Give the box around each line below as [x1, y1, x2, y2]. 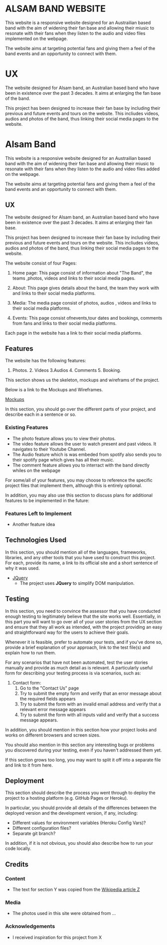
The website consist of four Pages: [5, 260, 77, 266]
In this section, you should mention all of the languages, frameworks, [5, 549, 147, 555]
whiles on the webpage [12, 467, 61, 474]
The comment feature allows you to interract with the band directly [12, 462, 150, 468]
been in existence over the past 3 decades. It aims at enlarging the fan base [5, 90, 161, 96]
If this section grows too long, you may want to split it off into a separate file [5, 757, 161, 763]
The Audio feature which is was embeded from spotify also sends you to [12, 451, 162, 457]
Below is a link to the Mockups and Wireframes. [5, 387, 103, 393]
